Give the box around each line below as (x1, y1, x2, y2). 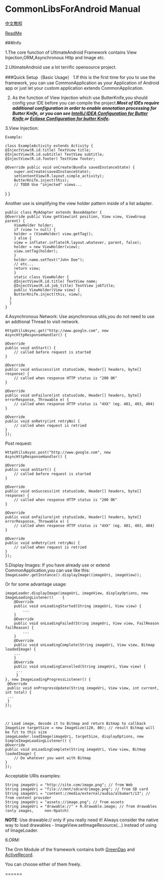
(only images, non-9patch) (5, 808, 69, 813)
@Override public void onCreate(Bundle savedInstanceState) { (5, 165, 135, 170)
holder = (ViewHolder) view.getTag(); (14, 231, 93, 236)
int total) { (5, 690, 32, 695)
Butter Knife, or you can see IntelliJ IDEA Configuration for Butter (12, 110, 148, 116)
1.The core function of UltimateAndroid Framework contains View (5, 49, 137, 55)
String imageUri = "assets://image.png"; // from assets (5, 800, 124, 805)
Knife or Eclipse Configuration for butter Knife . (12, 115, 110, 121)
